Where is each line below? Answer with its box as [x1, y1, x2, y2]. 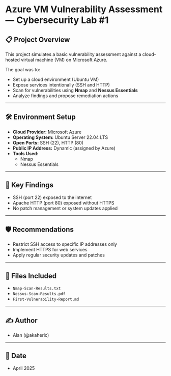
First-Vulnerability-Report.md [12, 297, 79, 302]
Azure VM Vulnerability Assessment [5, 4, 163, 15]
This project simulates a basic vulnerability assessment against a [5, 51, 141, 57]
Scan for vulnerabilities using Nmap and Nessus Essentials [12, 88, 138, 93]
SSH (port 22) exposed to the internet [12, 194, 92, 200]
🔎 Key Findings [5, 181, 53, 189]
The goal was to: [5, 67, 41, 72]
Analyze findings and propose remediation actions [12, 93, 119, 99]
